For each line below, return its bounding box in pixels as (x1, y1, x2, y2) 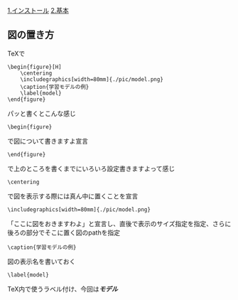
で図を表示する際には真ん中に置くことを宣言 (7, 191, 139, 200)
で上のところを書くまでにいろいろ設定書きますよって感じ (7, 164, 175, 173)
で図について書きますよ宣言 (7, 136, 89, 145)
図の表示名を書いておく (7, 257, 76, 265)
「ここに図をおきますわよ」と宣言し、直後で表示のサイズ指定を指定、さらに (7, 219, 232, 227)
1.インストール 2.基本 (7, 6, 69, 14)
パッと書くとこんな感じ (7, 109, 76, 117)
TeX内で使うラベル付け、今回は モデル (7, 284, 119, 293)
